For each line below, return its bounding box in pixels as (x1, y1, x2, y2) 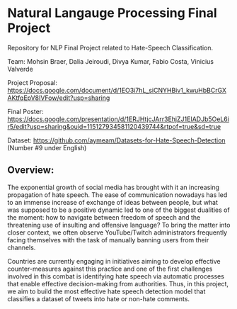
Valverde (7, 64, 33, 73)
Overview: (7, 164, 54, 176)
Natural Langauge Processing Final (7, 5, 217, 21)
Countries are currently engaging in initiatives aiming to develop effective (7, 257, 221, 265)
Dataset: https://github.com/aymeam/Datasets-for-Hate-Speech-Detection (7, 136, 226, 145)
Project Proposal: (7, 78, 58, 86)
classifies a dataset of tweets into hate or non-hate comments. (7, 294, 190, 303)
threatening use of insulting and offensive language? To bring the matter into (7, 220, 231, 229)
